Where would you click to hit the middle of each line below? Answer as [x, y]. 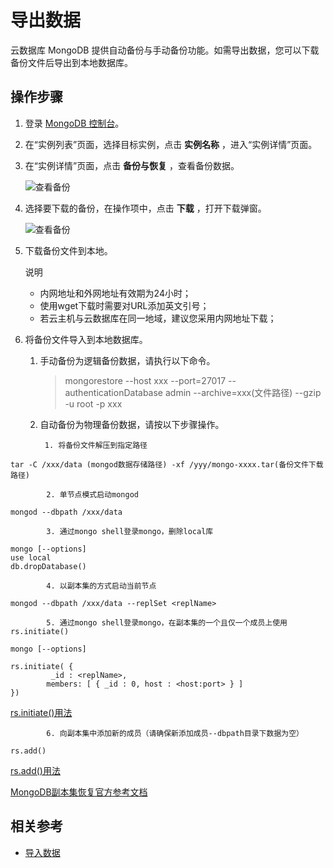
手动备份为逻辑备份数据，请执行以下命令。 [127, 360]
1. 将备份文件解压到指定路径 [96, 445]
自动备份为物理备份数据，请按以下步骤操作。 [132, 424]
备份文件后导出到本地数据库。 [71, 62]
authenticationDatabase [114, 392]
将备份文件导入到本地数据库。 [86, 339]
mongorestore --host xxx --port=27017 [145, 380]
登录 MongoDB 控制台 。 [74, 123]
